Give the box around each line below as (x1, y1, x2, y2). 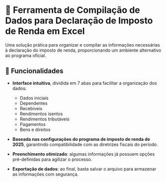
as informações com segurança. (12, 171, 79, 177)
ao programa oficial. (5, 52, 46, 59)
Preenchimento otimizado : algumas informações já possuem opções (12, 151, 155, 157)
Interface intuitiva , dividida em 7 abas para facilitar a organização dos (12, 80, 158, 86)
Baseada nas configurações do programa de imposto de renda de (12, 136, 151, 142)
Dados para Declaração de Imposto (5, 15, 153, 26)
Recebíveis (19, 105, 43, 111)
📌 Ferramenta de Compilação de (5, 4, 140, 16)
